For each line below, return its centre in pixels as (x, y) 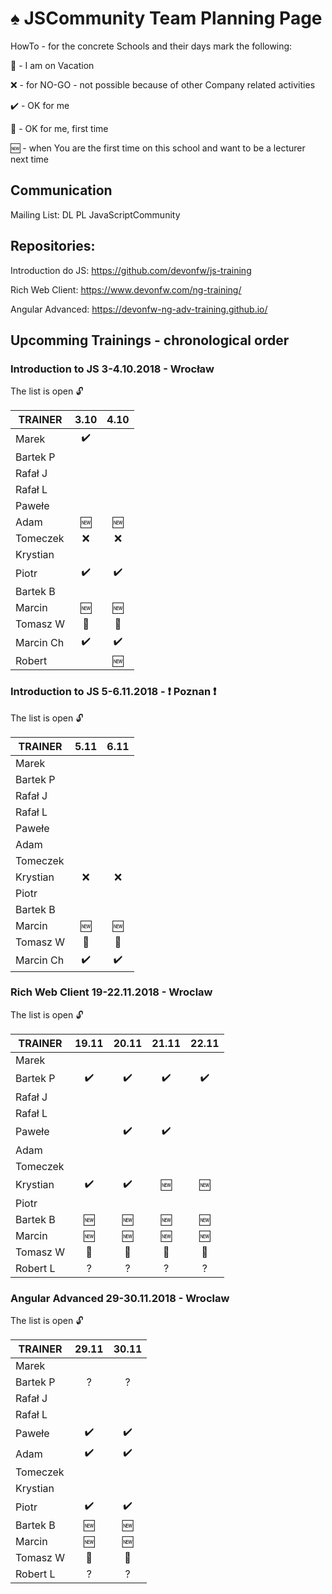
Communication (61, 190)
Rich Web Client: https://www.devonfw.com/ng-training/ (126, 289)
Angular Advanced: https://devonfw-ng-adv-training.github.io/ (139, 309)
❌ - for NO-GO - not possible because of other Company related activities (163, 84)
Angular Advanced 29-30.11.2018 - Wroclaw (120, 1298)
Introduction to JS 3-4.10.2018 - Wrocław (112, 369)
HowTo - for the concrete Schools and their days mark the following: (151, 46)
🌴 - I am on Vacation (52, 65)
